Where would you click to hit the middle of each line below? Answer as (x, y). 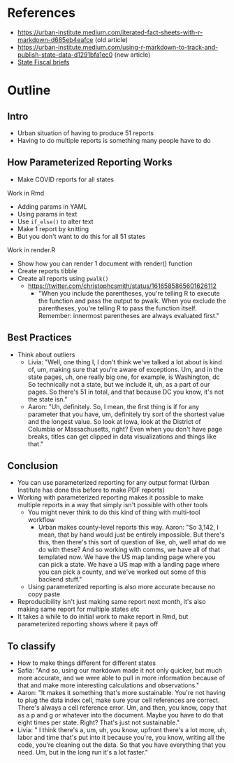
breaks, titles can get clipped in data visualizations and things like (122, 437)
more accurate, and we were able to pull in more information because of (121, 678)
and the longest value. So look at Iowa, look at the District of (114, 421)
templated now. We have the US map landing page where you (127, 557)
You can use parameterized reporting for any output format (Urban (113, 483)
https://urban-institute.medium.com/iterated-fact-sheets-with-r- (110, 32)
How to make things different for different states (86, 663)
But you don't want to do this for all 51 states (81, 236)
